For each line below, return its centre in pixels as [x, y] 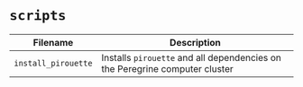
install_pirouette [53, 63]
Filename [53, 42]
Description [195, 42]
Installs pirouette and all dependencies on [192, 57]
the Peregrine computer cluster [168, 68]
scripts [38, 16]
